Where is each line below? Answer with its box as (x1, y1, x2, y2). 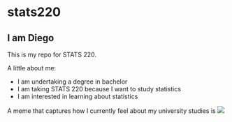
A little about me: (7, 64, 57, 72)
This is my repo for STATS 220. (7, 50, 96, 59)
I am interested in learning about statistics (17, 92, 138, 100)
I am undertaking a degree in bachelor (17, 77, 128, 86)
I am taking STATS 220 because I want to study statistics (17, 85, 182, 93)
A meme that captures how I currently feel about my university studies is (7, 107, 216, 115)
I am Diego (7, 32, 55, 44)
